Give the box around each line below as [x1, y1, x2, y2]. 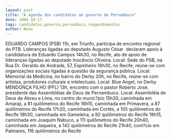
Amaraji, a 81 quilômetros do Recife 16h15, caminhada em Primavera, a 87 [5, 101, 160, 107]
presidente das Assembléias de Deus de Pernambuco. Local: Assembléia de [5, 90, 166, 96]
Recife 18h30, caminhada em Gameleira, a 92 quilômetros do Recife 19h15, [5, 111, 162, 118]
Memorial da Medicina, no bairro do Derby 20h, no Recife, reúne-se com [5, 73, 159, 80]
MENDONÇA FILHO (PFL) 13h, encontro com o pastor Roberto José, [5, 84, 149, 90]
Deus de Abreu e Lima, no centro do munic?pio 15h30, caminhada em [5, 95, 152, 102]
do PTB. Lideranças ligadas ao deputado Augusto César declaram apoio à [5, 46, 163, 52]
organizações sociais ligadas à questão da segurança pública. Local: [5, 68, 151, 74]
